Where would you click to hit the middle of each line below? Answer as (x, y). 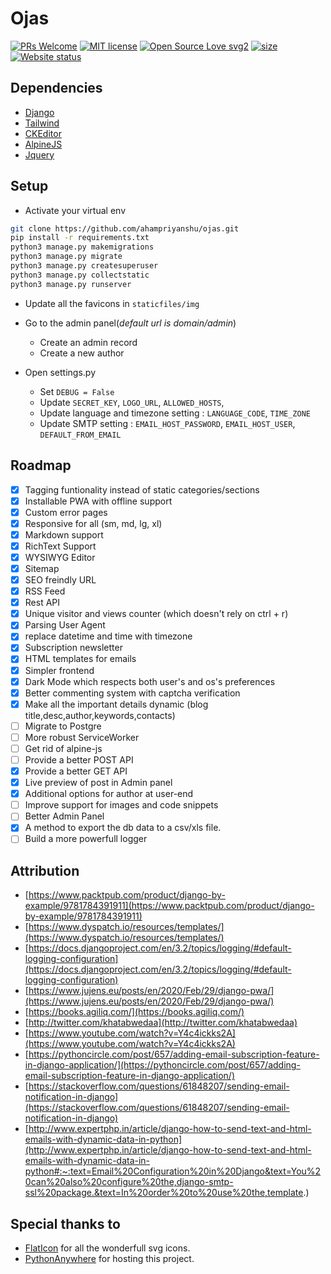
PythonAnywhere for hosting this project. (109, 1259)
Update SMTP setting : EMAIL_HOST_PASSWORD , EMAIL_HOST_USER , (167, 423)
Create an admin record (88, 342)
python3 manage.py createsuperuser (84, 266)
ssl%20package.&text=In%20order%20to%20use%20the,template (164, 1193)
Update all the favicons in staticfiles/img (112, 303)
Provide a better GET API (76, 771)
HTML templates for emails (80, 659)
